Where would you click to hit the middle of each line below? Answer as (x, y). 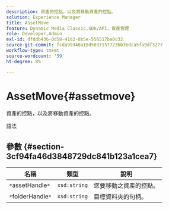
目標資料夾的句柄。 (120, 197)
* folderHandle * (31, 196)
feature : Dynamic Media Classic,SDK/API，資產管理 (68, 28)
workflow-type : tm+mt (33, 51)
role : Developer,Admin (34, 34)
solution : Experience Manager (44, 17)
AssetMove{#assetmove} (71, 96)
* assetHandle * (30, 185)
